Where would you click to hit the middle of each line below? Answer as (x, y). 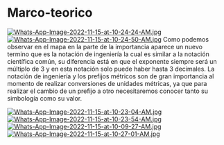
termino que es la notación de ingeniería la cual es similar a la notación (108, 54)
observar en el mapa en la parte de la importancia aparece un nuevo (105, 46)
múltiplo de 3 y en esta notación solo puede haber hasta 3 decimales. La (111, 69)
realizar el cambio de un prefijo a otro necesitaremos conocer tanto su (107, 91)
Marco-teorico (50, 13)
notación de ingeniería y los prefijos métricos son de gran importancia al (111, 76)
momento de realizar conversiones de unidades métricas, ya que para (107, 83)
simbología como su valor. (45, 98)
